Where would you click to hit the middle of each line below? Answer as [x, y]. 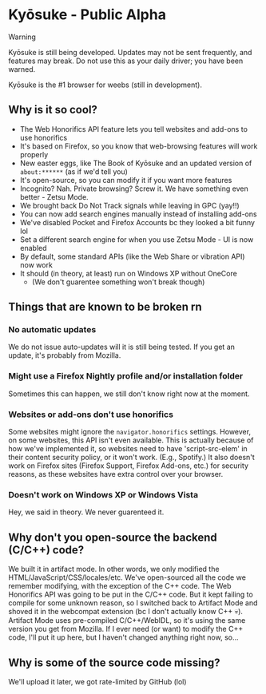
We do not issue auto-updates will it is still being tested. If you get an [122, 347]
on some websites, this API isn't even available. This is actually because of [131, 440]
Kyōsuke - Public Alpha [87, 15]
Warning [22, 37]
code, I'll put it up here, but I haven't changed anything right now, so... [123, 637]
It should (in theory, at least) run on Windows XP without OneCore [128, 273]
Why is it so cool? [53, 110]
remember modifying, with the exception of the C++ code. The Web [120, 586]
